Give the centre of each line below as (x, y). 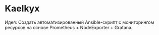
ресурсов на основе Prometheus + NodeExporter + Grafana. (69, 27)
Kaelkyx (22, 9)
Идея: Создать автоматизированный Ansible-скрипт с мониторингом (79, 22)
